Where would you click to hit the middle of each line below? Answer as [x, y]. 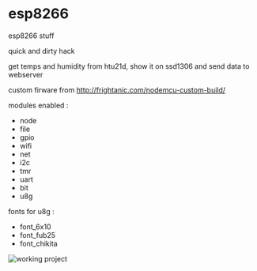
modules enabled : [38, 105]
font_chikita [38, 243]
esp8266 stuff [31, 36]
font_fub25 [38, 235]
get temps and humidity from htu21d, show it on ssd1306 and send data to [129, 66]
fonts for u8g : [32, 211]
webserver [26, 74]
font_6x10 [35, 227]
